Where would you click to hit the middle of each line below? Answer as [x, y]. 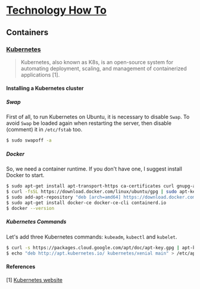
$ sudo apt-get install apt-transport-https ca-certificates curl [90, 186]
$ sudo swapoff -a [29, 140]
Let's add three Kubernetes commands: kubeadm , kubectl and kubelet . [92, 237]
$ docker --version [30, 208]
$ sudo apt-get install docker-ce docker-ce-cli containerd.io [86, 203]
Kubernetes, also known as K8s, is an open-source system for [97, 62]
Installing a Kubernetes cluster [45, 88]
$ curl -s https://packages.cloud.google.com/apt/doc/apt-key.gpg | [93, 247]
